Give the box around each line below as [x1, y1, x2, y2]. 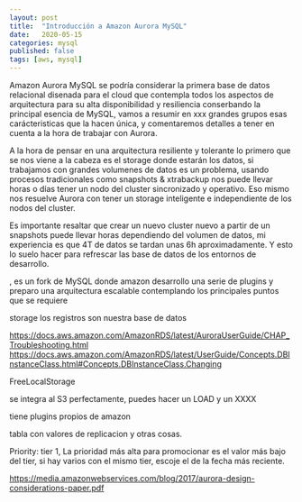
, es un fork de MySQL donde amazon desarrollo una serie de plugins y [9, 276, 274, 287]
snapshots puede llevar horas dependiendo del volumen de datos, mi [9, 230, 266, 240]
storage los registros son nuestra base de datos [9, 313, 188, 323]
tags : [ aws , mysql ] [9, 55, 83, 64]
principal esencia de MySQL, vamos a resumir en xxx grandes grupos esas [9, 109, 288, 119]
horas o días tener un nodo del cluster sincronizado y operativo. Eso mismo [9, 184, 290, 194]
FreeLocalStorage [9, 376, 76, 387]
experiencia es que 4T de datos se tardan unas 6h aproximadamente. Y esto [9, 240, 293, 250]
